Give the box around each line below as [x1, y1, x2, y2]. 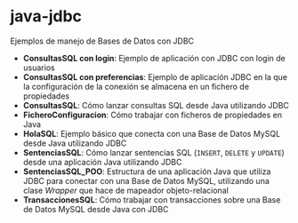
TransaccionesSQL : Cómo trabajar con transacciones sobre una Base [22, 194, 281, 205]
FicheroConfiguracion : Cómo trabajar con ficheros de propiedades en [22, 109, 283, 120]
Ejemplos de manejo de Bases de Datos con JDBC [10, 36, 195, 46]
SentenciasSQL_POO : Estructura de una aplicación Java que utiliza [22, 166, 271, 177]
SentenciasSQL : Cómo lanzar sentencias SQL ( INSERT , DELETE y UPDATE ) [22, 147, 286, 157]
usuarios [22, 62, 56, 73]
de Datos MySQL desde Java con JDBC [22, 203, 169, 214]
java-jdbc [10, 6, 83, 27]
